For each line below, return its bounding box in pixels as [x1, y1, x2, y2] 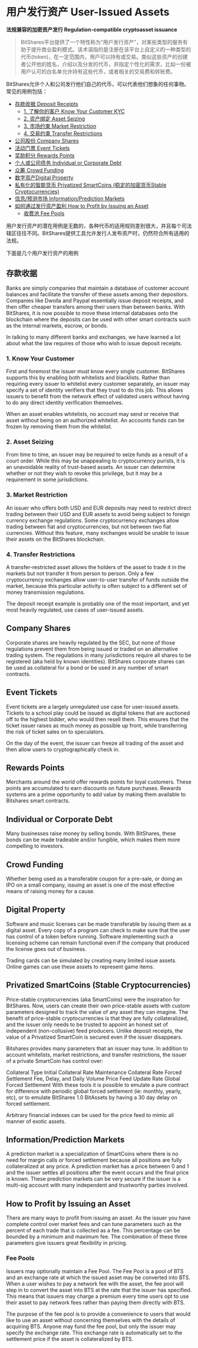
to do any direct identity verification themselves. [6, 399, 124, 407]
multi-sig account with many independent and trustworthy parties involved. [6, 1182, 189, 1189]
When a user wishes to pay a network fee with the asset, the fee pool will [6, 1280, 184, 1287]
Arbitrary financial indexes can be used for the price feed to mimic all [6, 1111, 174, 1118]
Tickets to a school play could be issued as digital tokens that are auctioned [6, 709, 190, 716]
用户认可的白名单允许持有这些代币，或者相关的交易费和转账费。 [20, 68, 176, 75]
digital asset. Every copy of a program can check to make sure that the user [6, 926, 190, 934]
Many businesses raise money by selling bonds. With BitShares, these [6, 830, 176, 837]
